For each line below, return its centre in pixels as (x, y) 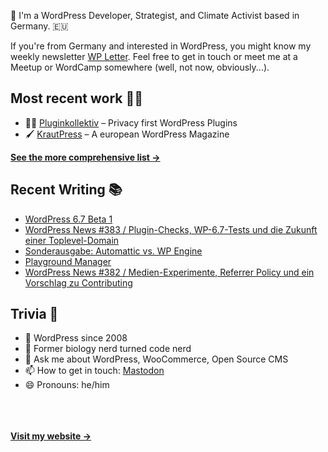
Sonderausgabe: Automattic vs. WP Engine (113, 251)
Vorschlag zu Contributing (78, 282)
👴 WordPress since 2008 (76, 338)
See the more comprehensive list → (85, 157)
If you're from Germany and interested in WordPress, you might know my (161, 46)
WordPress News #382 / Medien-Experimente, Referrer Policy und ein (169, 272)
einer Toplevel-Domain (72, 240)
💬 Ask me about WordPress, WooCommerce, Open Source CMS (156, 359)
